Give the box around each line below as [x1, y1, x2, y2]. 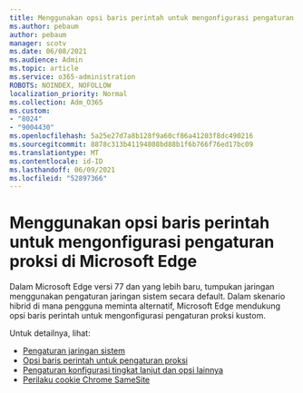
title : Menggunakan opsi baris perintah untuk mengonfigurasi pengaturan [9, 13, 295, 23]
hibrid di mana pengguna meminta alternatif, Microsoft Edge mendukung [9, 300, 281, 311]
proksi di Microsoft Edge [9, 251, 198, 272]
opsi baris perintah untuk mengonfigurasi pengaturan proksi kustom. [9, 310, 266, 321]
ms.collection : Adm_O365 [9, 97, 103, 107]
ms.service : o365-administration [9, 73, 136, 82]
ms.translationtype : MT [9, 148, 100, 157]
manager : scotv [9, 38, 67, 48]
